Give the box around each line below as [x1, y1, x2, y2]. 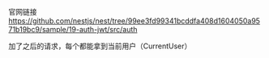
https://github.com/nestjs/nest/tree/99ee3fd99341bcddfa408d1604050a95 [8, 16, 261, 26]
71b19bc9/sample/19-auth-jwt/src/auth [8, 25, 138, 34]
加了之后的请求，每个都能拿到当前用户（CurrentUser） [8, 41, 192, 51]
